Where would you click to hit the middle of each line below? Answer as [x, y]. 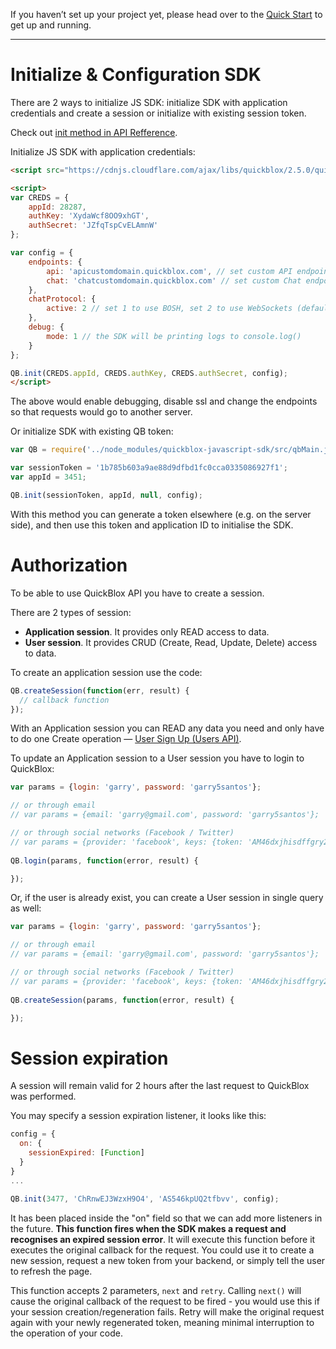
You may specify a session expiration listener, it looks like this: [138, 1116]
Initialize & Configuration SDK [136, 75]
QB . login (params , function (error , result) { [104, 860]
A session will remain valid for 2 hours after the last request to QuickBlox [160, 1086]
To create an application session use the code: [106, 672]
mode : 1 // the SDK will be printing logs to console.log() [174, 336]
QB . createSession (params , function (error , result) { [122, 1000]
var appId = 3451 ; [48, 477]
